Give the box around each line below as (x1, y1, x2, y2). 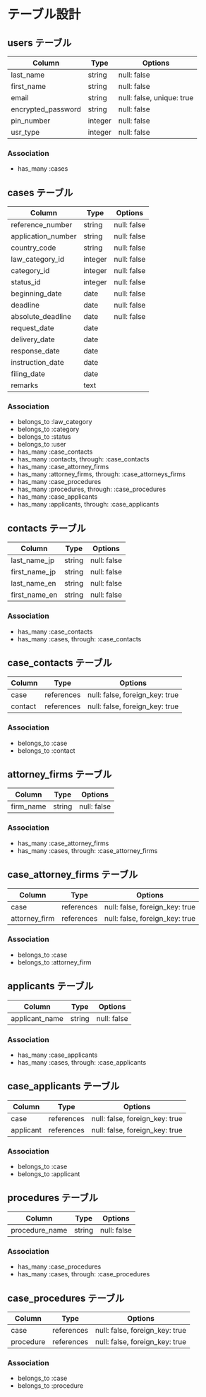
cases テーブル (7, 186, 73, 198)
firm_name (11, 802, 47, 811)
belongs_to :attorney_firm (17, 957, 92, 967)
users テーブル (7, 37, 72, 49)
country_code (11, 243, 56, 253)
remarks (11, 380, 39, 390)
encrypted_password (11, 104, 81, 114)
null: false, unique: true (118, 93, 194, 102)
